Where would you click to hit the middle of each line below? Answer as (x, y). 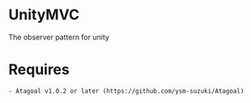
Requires (39, 70)
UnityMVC (44, 15)
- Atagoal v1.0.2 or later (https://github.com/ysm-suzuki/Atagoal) (126, 91)
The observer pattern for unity (59, 37)
